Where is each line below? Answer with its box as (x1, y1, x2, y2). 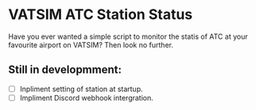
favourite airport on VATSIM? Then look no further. (8, 40, 173, 49)
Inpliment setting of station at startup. (19, 84, 143, 93)
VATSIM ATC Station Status (8, 6, 193, 24)
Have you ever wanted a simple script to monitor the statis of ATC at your (8, 32, 248, 41)
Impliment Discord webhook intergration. (19, 93, 153, 102)
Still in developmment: (8, 63, 122, 77)
